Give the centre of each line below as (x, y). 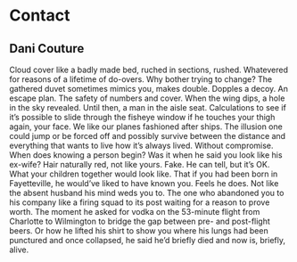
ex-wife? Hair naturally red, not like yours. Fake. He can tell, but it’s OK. (140, 164)
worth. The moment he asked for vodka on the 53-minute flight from (135, 212)
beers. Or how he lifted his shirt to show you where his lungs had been (139, 231)
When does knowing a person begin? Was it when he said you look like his (146, 155)
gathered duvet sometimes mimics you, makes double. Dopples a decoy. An (148, 89)
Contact (40, 16)
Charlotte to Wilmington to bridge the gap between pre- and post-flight (140, 221)
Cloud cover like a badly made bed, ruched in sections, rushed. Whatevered (148, 70)
